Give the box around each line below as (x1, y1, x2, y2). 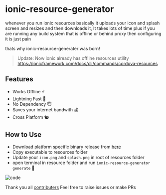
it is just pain (5, 36, 31, 42)
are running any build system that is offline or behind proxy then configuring (5, 30, 162, 36)
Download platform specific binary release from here (12, 144, 121, 150)
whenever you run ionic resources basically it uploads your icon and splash (5, 20, 160, 26)
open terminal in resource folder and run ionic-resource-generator (12, 160, 151, 166)
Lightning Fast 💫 (12, 96, 46, 102)
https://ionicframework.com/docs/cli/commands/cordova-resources (17, 60, 158, 66)
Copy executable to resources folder (12, 149, 88, 155)
